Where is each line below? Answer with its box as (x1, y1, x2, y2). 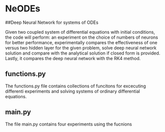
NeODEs (5, 3, 41, 14)
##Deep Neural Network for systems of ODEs (5, 19, 98, 25)
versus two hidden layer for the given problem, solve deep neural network (5, 45, 157, 51)
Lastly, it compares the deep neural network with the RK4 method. (5, 55, 141, 61)
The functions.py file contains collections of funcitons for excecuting (5, 83, 146, 89)
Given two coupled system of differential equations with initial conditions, (5, 29, 155, 35)
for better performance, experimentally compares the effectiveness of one (5, 39, 158, 45)
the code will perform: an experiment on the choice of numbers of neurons (5, 34, 158, 40)
